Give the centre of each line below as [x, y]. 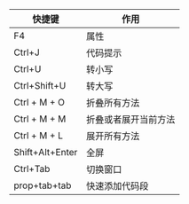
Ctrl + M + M [40, 119]
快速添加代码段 [117, 186]
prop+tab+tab [43, 185]
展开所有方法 [113, 136]
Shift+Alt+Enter [46, 152]
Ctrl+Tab [32, 169]
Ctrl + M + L [39, 135]
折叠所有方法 [113, 103]
